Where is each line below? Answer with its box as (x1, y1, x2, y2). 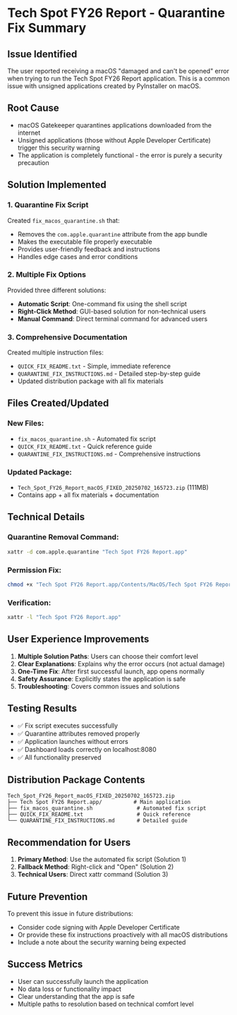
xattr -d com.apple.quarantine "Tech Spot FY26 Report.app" (7, 548, 188, 555)
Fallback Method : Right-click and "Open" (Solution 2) (17, 863, 174, 871)
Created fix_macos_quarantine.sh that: (7, 216, 120, 224)
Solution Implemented (7, 179, 107, 191)
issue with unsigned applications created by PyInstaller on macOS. (7, 82, 201, 90)
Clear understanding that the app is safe (17, 992, 135, 1000)
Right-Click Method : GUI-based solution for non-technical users (17, 307, 206, 316)
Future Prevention (7, 891, 88, 903)
